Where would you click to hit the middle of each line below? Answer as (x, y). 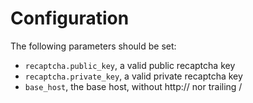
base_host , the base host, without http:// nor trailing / (133, 86)
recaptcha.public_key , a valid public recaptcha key (130, 65)
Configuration (70, 18)
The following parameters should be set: (93, 46)
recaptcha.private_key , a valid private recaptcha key (133, 76)
